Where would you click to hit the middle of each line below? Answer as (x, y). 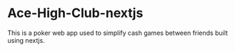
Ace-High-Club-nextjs (75, 13)
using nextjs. (26, 40)
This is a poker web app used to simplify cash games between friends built (118, 33)
